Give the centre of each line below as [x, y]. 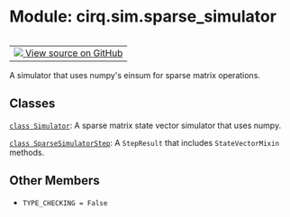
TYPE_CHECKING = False [65, 203]
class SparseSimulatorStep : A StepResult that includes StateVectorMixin [145, 142]
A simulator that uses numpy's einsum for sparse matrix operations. [135, 75]
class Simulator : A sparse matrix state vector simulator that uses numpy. [145, 125]
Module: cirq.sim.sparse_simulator [143, 17]
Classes [32, 104]
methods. [27, 152]
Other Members [55, 181]
